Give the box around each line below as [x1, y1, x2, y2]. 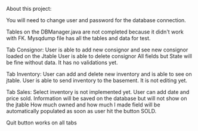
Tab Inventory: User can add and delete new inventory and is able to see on [6, 71, 192, 77]
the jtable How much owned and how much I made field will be [6, 101, 160, 108]
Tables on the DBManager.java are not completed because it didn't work [6, 28, 184, 35]
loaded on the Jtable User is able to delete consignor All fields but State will [6, 53, 192, 59]
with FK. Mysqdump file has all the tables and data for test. [6, 35, 151, 41]
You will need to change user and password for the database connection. [6, 17, 186, 23]
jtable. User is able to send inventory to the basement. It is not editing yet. [6, 77, 188, 84]
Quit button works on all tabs [6, 119, 78, 126]
